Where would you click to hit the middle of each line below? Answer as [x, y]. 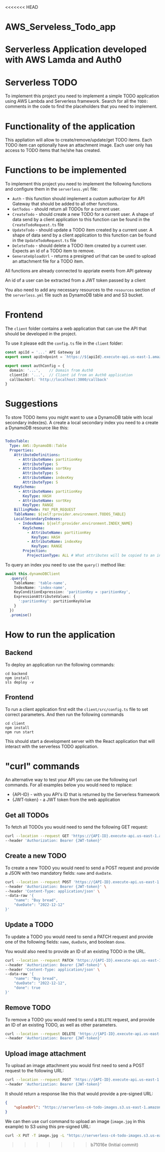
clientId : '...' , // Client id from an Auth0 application [71, 375]
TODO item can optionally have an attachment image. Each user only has [79, 145]
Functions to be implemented [66, 170]
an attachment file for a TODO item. [48, 261]
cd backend [16, 674]
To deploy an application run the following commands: [60, 665]
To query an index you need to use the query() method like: [65, 564]
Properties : [22, 450]
